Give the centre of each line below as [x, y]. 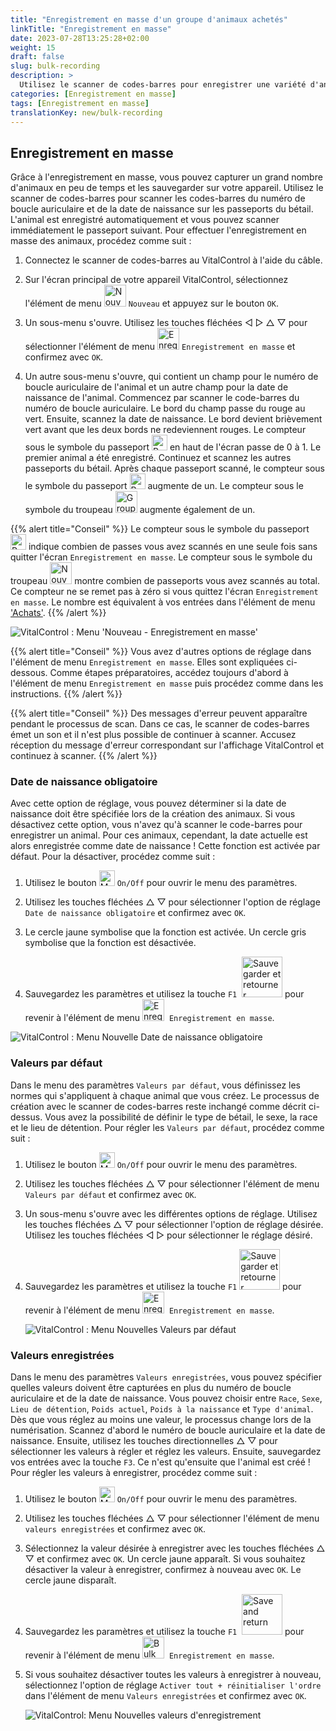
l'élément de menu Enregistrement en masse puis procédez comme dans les [167, 683]
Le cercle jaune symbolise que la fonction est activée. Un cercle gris [165, 932]
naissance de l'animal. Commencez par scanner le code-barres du [162, 398]
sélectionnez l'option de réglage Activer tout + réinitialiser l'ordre [173, 1685]
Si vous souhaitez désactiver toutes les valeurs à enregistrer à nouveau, [173, 1675]
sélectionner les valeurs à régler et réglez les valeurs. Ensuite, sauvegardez [166, 1452]
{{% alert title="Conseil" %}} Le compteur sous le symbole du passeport [160, 529]
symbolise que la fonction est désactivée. [110, 943]
